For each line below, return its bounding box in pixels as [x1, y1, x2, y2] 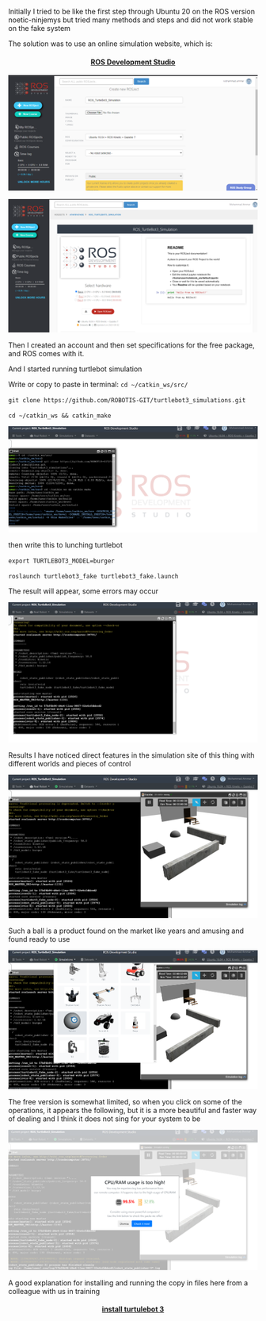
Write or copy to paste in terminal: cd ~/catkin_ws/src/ [8, 380, 188, 390]
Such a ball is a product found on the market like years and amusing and [8, 926, 244, 935]
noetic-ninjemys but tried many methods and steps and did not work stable [8, 15, 253, 25]
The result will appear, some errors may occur [8, 586, 158, 596]
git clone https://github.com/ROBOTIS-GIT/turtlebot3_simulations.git [8, 397, 246, 405]
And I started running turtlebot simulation [8, 364, 142, 374]
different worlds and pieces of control [8, 758, 131, 768]
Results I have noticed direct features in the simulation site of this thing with [8, 750, 255, 760]
